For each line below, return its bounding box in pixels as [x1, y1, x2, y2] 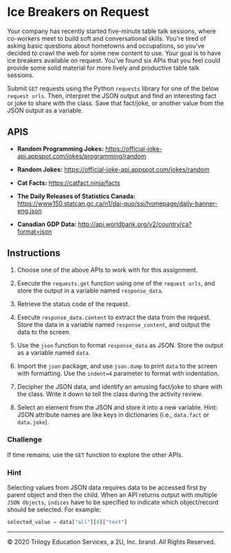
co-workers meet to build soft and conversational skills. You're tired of [7, 34, 206, 42]
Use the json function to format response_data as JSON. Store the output [16, 341, 223, 349]
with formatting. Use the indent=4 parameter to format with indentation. [16, 369, 220, 377]
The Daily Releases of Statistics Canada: [16, 192, 136, 200]
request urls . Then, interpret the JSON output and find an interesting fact [7, 91, 217, 100]
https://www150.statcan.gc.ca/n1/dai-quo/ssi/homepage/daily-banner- [16, 199, 218, 208]
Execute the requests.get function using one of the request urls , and [16, 279, 215, 287]
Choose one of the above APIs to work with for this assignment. [16, 265, 198, 274]
